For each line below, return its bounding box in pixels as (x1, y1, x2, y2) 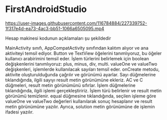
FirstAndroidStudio (5, 4, 87, 15)
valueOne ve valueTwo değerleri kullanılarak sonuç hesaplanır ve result (5, 98, 152, 104)
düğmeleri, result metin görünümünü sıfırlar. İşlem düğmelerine (5, 82, 136, 88)
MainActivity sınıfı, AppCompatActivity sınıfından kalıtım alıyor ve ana (5, 45, 149, 51)
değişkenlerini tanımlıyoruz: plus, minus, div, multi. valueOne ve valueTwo (5, 61, 157, 67)
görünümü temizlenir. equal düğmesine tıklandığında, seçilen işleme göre (5, 93, 156, 99)
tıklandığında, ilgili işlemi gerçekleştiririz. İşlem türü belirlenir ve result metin (5, 87, 162, 93)
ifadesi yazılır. (5, 109, 34, 115)
